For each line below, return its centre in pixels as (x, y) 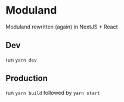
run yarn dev (21, 59)
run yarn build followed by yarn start (53, 93)
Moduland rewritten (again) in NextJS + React (62, 27)
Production (27, 79)
